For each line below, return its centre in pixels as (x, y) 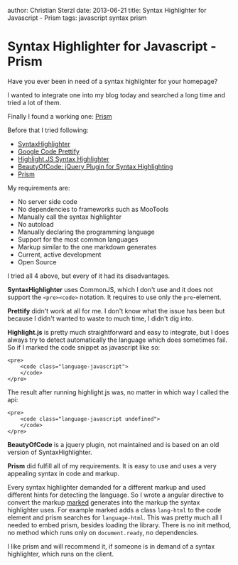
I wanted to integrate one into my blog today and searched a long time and (117, 95)
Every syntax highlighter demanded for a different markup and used (107, 487)
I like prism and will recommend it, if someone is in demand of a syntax (111, 546)
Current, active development (59, 254)
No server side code (48, 201)
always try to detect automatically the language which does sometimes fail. (118, 340)
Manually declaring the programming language (86, 232)
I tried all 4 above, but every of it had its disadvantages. (89, 276)
